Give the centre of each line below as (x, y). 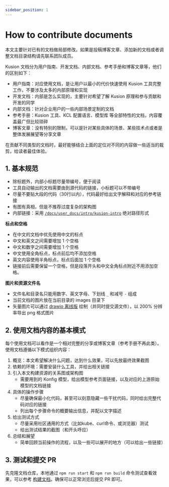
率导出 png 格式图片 (33, 313)
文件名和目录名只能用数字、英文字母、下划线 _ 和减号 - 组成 (74, 294)
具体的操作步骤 (28, 392)
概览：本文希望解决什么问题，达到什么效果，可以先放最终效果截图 (81, 360)
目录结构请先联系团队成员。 (47, 56)
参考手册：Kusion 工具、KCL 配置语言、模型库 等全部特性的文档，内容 (85, 115)
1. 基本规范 (22, 168)
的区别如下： (18, 73)
